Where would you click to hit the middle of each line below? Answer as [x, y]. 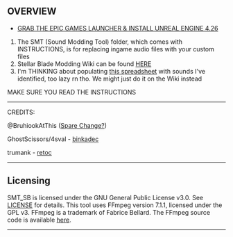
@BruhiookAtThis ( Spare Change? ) [57, 125]
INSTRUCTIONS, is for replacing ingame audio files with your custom [116, 49]
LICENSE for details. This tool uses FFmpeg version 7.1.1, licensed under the [115, 205]
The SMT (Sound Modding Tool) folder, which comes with [100, 42]
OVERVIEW [32, 11]
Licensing [29, 181]
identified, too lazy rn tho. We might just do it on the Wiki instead [110, 79]
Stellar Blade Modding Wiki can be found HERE [84, 64]
